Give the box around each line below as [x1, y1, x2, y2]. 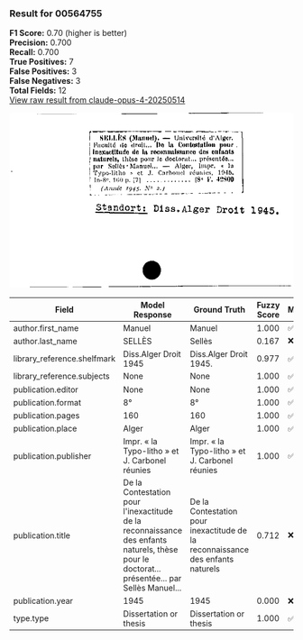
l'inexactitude [123, 506, 173, 517]
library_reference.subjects [13, 370, 110, 381]
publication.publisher [13, 450, 92, 462]
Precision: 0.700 [9, 37, 72, 48]
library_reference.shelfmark [13, 353, 115, 364]
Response [133, 309, 172, 320]
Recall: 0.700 [9, 47, 60, 58]
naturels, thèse [123, 544, 179, 555]
